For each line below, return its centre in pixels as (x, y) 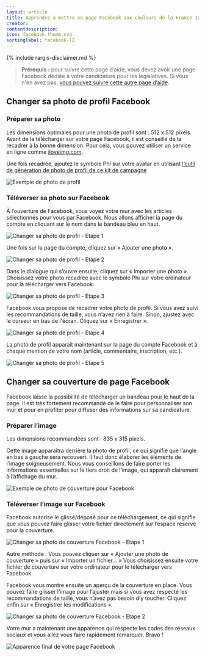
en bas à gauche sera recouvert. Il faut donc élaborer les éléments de (94, 457)
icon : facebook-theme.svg (39, 35)
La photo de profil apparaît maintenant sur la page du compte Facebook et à (102, 344)
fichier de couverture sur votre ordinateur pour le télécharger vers (89, 567)
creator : (17, 23)
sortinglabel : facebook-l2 (41, 40)
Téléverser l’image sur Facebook (56, 504)
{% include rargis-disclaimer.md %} (51, 58)
